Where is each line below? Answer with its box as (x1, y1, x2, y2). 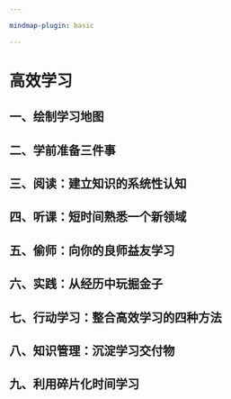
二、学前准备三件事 (9, 142, 116, 158)
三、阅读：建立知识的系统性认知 (9, 176, 187, 191)
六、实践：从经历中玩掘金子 (9, 277, 164, 292)
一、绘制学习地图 (9, 109, 104, 124)
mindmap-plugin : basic (9, 21, 94, 30)
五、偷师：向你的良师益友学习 (9, 242, 175, 258)
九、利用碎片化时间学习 (9, 376, 139, 392)
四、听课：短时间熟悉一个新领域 (9, 209, 187, 225)
